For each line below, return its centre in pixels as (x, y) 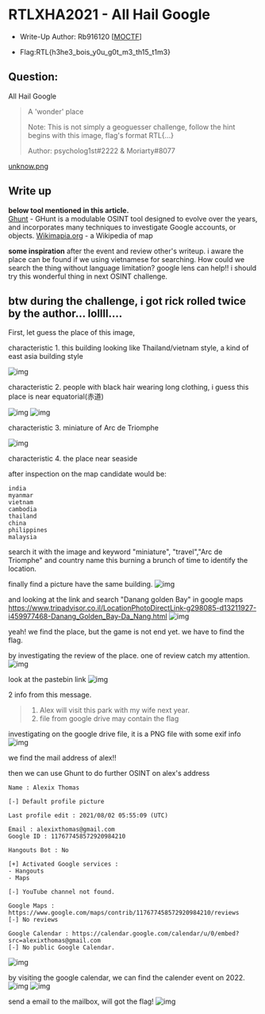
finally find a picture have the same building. (81, 584)
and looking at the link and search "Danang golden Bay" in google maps (126, 600)
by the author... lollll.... (65, 313)
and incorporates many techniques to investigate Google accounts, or (122, 227)
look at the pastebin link (47, 680)
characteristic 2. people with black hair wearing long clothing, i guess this (129, 387)
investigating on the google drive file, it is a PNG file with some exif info (125, 734)
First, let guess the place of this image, (71, 333)
